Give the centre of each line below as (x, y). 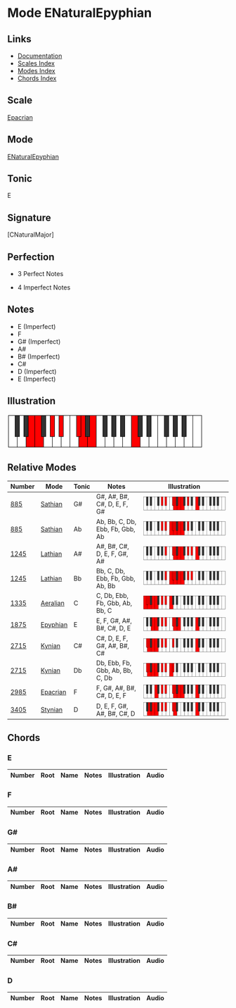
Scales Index (36, 63)
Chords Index (37, 78)
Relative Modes (42, 467)
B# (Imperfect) (39, 356)
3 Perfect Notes (40, 274)
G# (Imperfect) (39, 341)
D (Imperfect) (37, 371)
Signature (29, 217)
